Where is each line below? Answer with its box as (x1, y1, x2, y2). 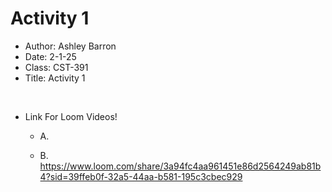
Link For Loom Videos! (24, 110, 118, 122)
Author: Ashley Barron (24, 40, 117, 52)
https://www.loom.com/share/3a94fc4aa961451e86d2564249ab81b (39, 160, 322, 172)
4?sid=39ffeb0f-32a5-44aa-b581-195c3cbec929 (39, 170, 243, 182)
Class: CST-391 (24, 61, 89, 73)
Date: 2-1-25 (24, 50, 77, 62)
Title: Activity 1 (24, 72, 86, 84)
